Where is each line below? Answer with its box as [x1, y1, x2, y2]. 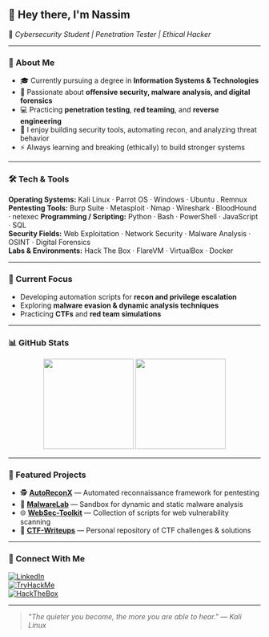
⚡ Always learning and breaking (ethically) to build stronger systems [19, 142, 246, 153]
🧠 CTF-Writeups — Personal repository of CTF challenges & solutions [19, 525, 251, 535]
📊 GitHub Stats [8, 337, 70, 348]
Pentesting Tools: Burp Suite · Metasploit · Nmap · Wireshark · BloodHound [8, 203, 258, 213]
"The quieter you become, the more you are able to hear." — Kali [27, 611, 242, 621]
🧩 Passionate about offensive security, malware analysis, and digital [19, 88, 251, 97]
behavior [19, 133, 50, 143]
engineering [19, 116, 62, 126]
